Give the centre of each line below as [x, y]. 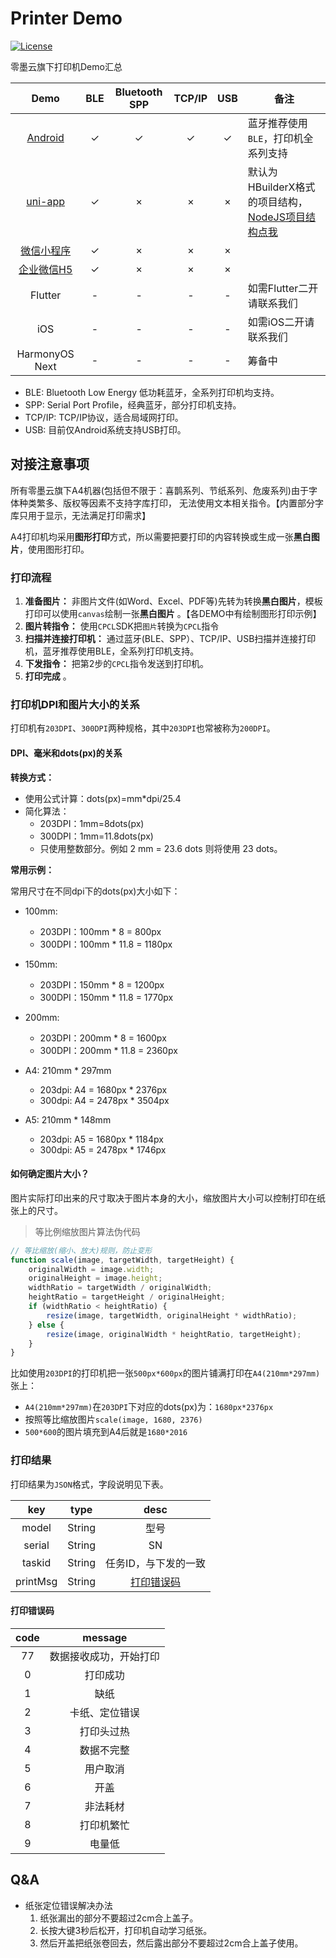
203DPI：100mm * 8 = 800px [100, 931]
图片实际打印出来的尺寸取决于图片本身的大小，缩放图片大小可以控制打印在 [163, 1198]
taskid [37, 1562]
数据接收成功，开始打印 [104, 1656]
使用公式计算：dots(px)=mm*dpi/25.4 [103, 798]
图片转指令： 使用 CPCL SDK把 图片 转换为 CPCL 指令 [122, 626]
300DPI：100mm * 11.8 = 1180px [106, 944]
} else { [46, 1325]
